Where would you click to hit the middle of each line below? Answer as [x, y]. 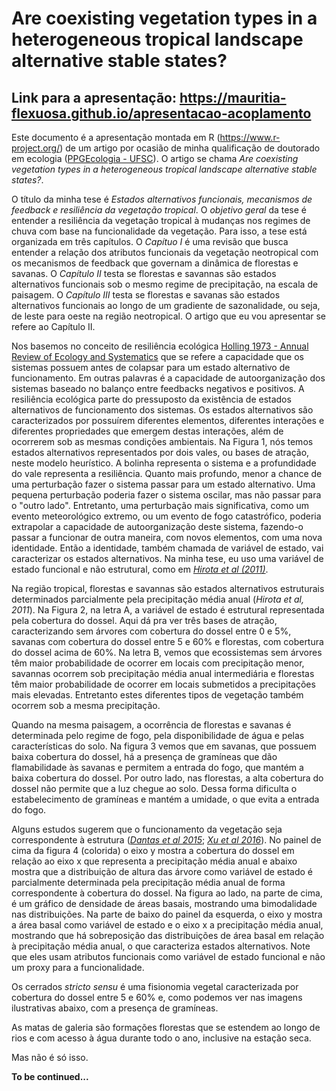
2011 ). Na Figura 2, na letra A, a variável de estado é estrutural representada [168, 610]
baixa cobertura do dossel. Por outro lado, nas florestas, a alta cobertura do [167, 778]
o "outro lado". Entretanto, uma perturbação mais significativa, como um [160, 505]
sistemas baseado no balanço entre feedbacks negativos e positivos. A [158, 388]
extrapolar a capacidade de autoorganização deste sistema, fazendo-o [157, 526]
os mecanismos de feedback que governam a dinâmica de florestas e [155, 263]
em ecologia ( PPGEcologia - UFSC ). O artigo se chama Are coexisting [155, 158]
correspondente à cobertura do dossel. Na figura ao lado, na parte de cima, [167, 893]
